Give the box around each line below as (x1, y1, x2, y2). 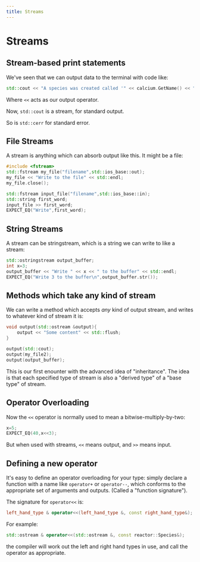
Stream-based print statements (6, 58, 126, 68)
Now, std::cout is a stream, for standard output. (6, 108, 124, 115)
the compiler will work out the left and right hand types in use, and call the (6, 542, 188, 550)
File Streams (6, 136, 54, 146)
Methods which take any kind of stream (6, 291, 156, 301)
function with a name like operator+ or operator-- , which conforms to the (6, 481, 186, 488)
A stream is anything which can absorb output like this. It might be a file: (6, 152, 183, 159)
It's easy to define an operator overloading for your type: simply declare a (6, 474, 187, 482)
